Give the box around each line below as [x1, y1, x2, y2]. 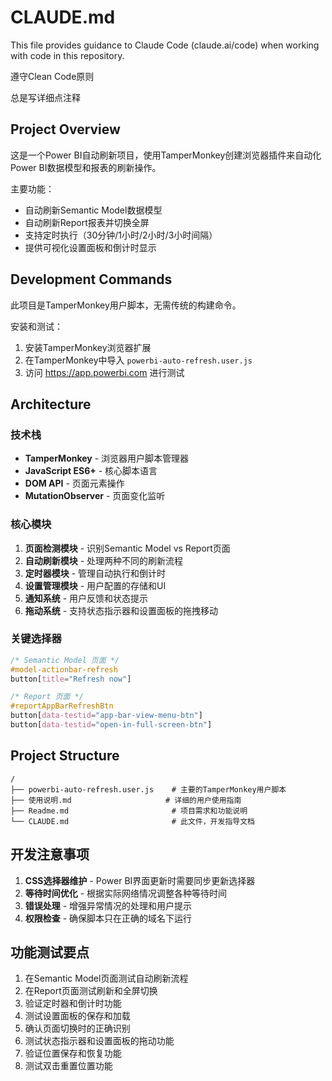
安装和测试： [10, 320, 63, 332]
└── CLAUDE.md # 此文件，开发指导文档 [10, 816, 255, 826]
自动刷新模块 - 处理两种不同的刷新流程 [24, 554, 184, 566]
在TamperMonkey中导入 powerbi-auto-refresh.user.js [24, 354, 253, 366]
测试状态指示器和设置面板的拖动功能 [24, 1035, 175, 1047]
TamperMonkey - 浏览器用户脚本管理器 [24, 452, 190, 465]
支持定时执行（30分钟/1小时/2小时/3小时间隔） [24, 229, 218, 241]
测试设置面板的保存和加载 [24, 1010, 131, 1022]
